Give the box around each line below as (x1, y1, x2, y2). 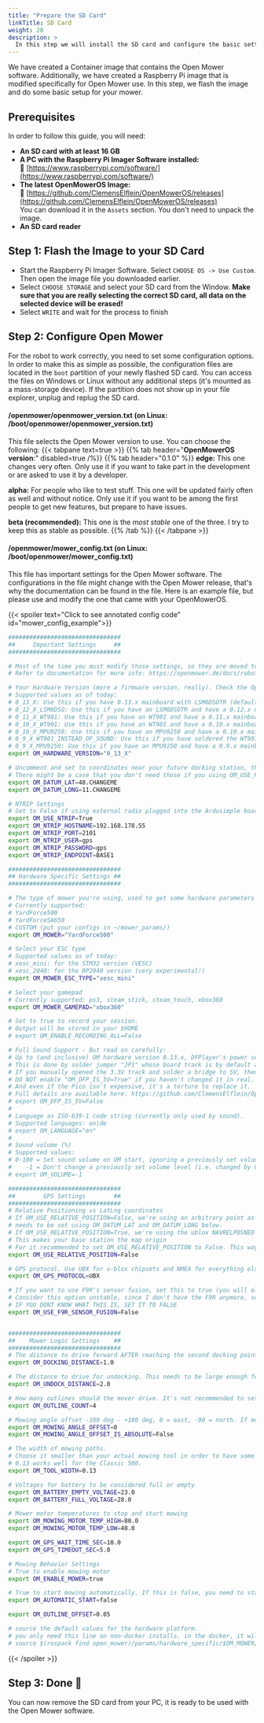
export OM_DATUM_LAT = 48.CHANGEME (8, 778, 118, 786)
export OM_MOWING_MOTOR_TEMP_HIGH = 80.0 (8, 1517, 139, 1525)
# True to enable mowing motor (8, 1567, 111, 1575)
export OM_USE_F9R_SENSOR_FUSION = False (8, 1308, 139, 1316)
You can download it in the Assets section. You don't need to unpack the (19, 205, 254, 214)
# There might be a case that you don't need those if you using (8, 771, 226, 779)
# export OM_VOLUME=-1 (8, 1170, 82, 1178)
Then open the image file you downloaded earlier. (19, 273, 181, 283)
